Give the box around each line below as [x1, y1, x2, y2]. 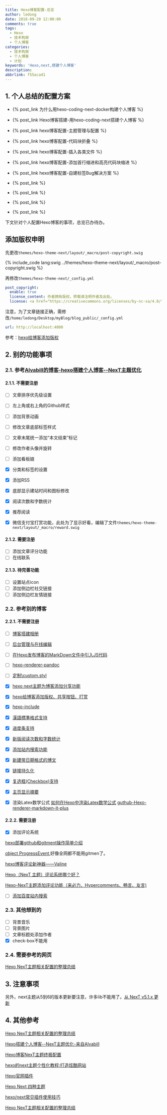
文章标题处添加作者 [12, 931, 52, 937]
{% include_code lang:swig [5, 259, 61, 265]
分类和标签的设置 [12, 466, 48, 472]
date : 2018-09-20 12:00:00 [5, 16, 61, 21]
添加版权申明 [5, 235, 45, 244]
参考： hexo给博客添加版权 [5, 334, 59, 340]
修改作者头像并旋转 [12, 445, 52, 451]
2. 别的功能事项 [5, 351, 52, 359]
